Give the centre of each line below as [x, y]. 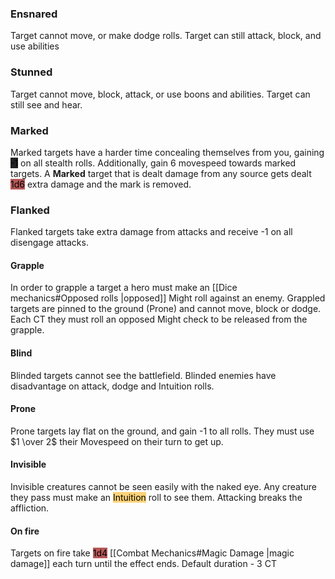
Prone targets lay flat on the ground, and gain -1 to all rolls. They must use [162, 431]
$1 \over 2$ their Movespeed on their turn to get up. [117, 441]
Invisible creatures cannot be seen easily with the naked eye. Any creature [163, 486]
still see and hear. [46, 104]
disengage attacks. [49, 243]
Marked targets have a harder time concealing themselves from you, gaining [167, 152]
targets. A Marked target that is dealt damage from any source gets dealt [161, 173]
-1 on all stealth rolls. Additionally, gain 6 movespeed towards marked [153, 163]
